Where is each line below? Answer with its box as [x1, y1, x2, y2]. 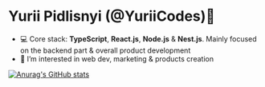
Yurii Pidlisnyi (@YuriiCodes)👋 [8, 7, 215, 26]
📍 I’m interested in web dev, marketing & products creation [19, 53, 214, 63]
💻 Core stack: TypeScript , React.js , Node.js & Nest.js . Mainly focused [19, 34, 257, 43]
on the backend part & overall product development [19, 45, 191, 55]
